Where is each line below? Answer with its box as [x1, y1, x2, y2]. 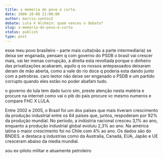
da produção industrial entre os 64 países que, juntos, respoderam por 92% [5, 112, 158, 118]
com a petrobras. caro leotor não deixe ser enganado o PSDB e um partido [5, 73, 155, 79]
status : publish [5, 30, 38, 34]
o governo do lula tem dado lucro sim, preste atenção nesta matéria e [5, 88, 145, 94]
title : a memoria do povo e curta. [5, 7, 77, 12]
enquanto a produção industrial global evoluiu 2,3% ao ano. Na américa [5, 123, 149, 128]
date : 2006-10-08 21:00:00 [5, 12, 60, 16]
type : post [5, 34, 27, 39]
